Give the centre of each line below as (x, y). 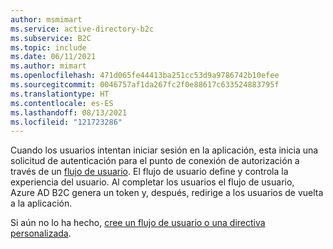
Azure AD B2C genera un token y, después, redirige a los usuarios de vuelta (167, 193)
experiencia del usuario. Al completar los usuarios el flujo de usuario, (152, 182)
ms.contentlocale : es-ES (62, 103)
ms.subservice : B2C (51, 38)
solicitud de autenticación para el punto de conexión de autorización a (155, 161)
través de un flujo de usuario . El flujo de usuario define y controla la (149, 172)
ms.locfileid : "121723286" (66, 122)
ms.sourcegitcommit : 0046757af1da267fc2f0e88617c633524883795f (145, 85)
